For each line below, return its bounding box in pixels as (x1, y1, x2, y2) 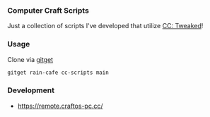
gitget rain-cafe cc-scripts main (7, 69, 110, 76)
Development (7, 85, 55, 95)
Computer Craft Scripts (7, 6, 90, 16)
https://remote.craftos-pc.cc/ (17, 101, 103, 110)
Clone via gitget (7, 55, 54, 63)
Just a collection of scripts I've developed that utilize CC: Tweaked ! (7, 22, 204, 30)
